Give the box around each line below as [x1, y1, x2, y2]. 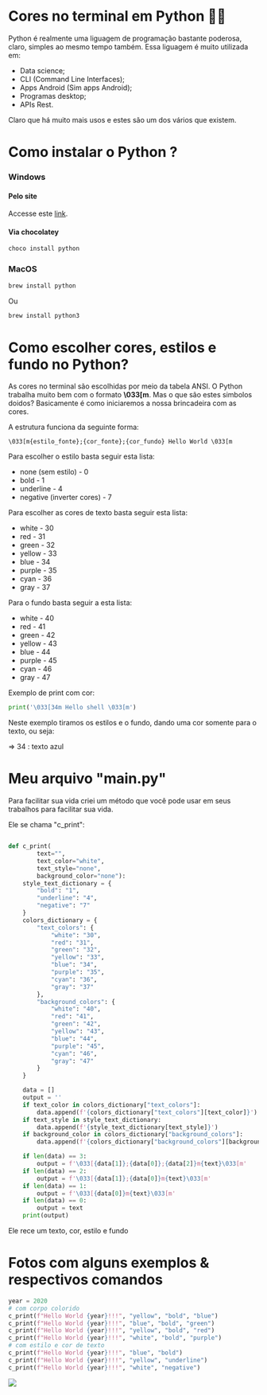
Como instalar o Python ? [8, 143, 178, 162]
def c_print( [8, 842, 52, 850]
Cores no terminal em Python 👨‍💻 [8, 7, 226, 25]
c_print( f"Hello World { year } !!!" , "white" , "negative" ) [8, 1363, 201, 1372]
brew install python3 [8, 311, 80, 319]
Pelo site [8, 191, 37, 201]
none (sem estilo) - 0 [19, 467, 89, 477]
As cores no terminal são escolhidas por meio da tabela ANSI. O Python [8, 381, 243, 391]
